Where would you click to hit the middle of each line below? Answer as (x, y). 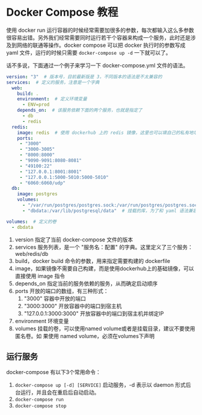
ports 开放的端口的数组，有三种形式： (62, 291)
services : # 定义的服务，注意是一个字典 (53, 82)
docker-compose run (39, 400)
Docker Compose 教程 (62, 12)
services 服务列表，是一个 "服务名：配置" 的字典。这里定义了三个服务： (104, 247)
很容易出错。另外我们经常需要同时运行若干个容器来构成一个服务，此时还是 (98, 37)
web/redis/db (32, 253)
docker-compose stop (41, 406)
